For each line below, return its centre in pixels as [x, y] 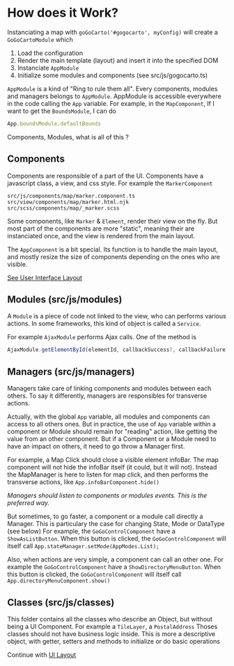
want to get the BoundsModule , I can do [62, 111]
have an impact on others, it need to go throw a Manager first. [96, 447]
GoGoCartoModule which [40, 39]
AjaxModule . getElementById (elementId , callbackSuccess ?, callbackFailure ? [118, 350]
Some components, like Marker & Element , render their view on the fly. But [112, 221]
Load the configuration [50, 53]
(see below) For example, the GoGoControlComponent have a [92, 532]
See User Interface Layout [45, 277]
